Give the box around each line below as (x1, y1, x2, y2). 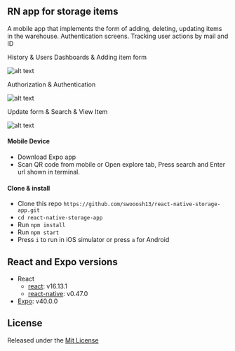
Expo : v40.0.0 (17, 297, 58, 305)
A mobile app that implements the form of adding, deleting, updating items (7, 24, 222, 32)
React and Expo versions (7, 256, 118, 268)
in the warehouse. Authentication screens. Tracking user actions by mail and (7, 32, 229, 40)
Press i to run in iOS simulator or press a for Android (17, 236, 170, 244)
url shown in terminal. (17, 168, 81, 177)
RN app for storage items (7, 6, 119, 18)
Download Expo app (17, 153, 76, 161)
